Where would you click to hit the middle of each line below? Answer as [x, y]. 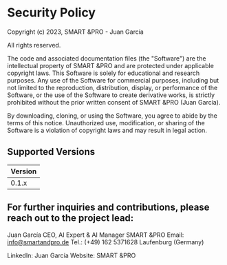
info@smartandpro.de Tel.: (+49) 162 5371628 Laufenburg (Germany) [106, 242]
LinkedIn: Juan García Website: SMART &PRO [72, 255]
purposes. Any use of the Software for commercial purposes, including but [113, 80]
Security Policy [52, 13]
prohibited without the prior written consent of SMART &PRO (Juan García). [114, 102]
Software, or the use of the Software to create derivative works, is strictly [111, 95]
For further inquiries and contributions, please [108, 208]
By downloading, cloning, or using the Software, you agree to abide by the [112, 116]
